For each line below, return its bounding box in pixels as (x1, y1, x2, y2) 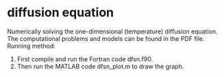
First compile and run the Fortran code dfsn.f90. (16, 55, 153, 63)
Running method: (7, 42, 56, 50)
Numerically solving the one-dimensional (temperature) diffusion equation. (7, 27, 218, 35)
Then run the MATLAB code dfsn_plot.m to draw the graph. (16, 62, 184, 70)
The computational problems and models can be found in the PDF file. (7, 34, 205, 42)
